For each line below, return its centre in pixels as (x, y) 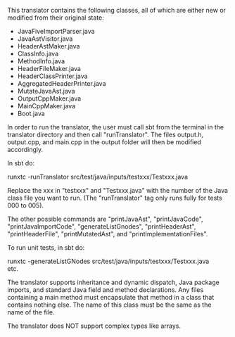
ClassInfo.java (38, 53)
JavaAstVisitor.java (45, 39)
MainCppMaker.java (46, 106)
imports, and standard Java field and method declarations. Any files (106, 290)
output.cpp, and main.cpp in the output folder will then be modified (104, 142)
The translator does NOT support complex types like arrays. (94, 326)
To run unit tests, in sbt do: (46, 248)
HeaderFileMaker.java (49, 69)
